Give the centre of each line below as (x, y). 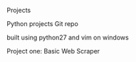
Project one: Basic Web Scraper (53, 51)
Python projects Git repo (43, 24)
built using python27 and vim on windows (68, 37)
